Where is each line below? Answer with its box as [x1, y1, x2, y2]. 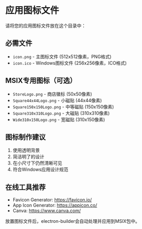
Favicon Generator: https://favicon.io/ [12, 197, 92, 203]
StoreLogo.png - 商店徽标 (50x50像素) [12, 90, 92, 97]
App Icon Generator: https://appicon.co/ [12, 202, 98, 209]
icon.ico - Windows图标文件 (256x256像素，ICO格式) [12, 60, 127, 66]
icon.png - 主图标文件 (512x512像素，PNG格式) [12, 53, 112, 59]
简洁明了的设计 [12, 154, 44, 160]
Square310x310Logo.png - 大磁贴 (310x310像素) [12, 110, 110, 116]
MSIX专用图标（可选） [5, 76, 77, 85]
